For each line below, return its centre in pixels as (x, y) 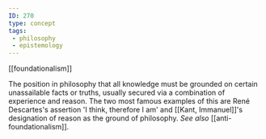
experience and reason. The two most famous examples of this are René (129, 101)
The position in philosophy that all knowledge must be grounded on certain (133, 84)
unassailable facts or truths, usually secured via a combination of (117, 92)
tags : (17, 31)
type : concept (32, 23)
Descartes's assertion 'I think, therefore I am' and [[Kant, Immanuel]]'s (126, 110)
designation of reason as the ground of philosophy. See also (109, 118)
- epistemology (37, 46)
